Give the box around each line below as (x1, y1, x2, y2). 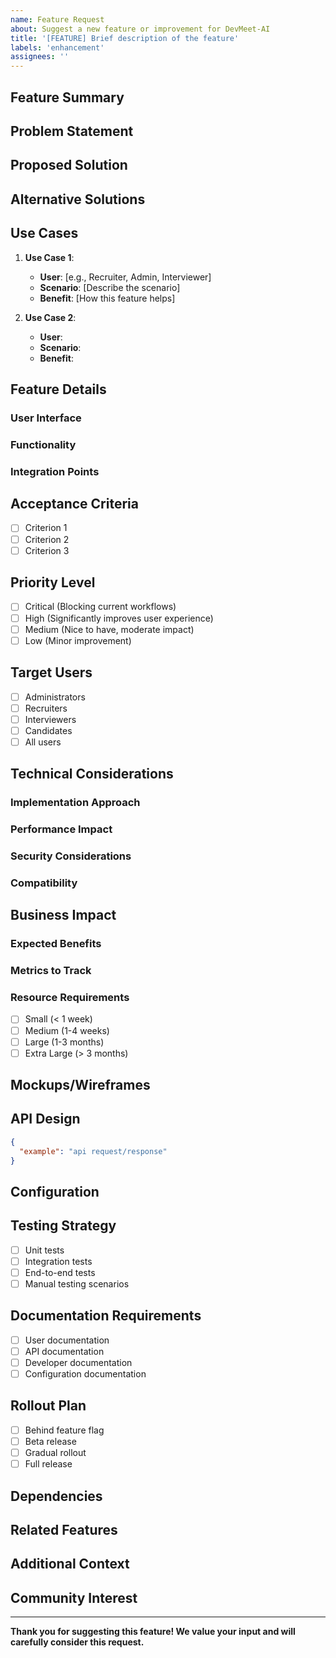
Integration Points (10, 464, 100, 478)
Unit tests (24, 1244, 65, 1256)
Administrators (24, 691, 86, 703)
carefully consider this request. (10, 1636, 145, 1648)
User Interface (10, 411, 82, 425)
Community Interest (10, 1589, 138, 1606)
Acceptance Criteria (10, 496, 139, 513)
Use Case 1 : (24, 251, 75, 263)
